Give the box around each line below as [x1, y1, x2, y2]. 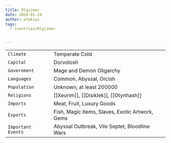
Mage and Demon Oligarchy [53, 67, 121, 74]
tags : [5, 21, 17, 27]
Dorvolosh [53, 59, 78, 66]
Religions [8, 92, 32, 98]
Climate [8, 51, 26, 57]
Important [8, 124, 32, 130]
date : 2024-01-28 [5, 12, 42, 17]
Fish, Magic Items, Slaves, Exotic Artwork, [53, 109, 154, 116]
